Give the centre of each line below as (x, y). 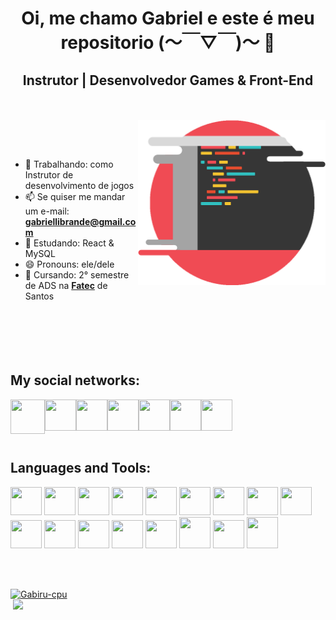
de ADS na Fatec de (66, 285)
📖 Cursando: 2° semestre (77, 275)
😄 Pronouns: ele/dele (69, 264)
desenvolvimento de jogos (79, 185)
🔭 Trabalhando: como (69, 164)
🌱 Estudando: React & (69, 243)
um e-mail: (47, 211)
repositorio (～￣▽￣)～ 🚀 (168, 43)
